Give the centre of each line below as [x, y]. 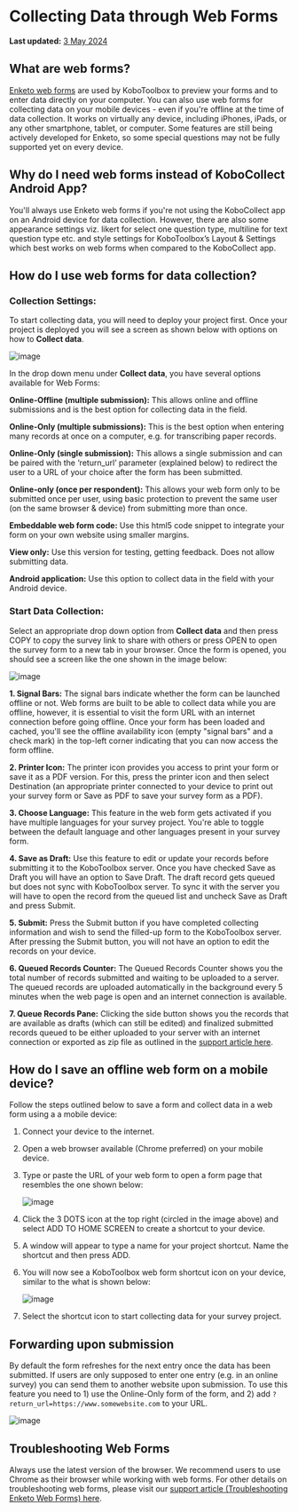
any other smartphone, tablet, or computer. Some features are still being [141, 128]
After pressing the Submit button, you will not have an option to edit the [140, 941]
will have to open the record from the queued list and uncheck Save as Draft [149, 896]
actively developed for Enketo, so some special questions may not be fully [145, 137]
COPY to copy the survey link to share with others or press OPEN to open [143, 640]
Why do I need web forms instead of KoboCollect [147, 175]
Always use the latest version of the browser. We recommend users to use [145, 1469]
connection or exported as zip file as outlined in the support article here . [141, 1041]
